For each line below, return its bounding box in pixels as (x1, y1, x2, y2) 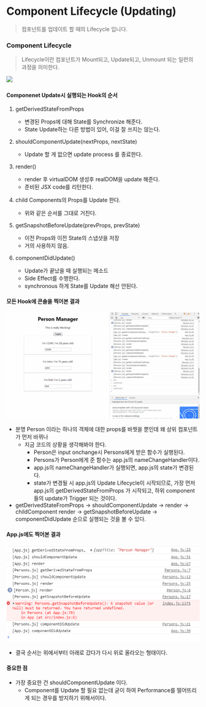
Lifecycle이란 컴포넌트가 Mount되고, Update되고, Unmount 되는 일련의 (21, 56, 194, 63)
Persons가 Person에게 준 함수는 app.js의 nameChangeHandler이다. (33, 456, 200, 464)
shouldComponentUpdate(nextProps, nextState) (15, 138, 137, 146)
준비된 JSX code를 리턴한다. (24, 183, 93, 191)
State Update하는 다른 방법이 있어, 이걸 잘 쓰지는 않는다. (24, 126, 161, 133)
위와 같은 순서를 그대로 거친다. (24, 209, 97, 217)
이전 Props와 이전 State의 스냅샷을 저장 (24, 235, 120, 242)
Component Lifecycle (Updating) (6, 4, 177, 18)
